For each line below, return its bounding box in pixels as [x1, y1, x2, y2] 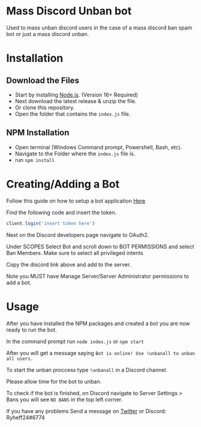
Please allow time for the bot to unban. [6, 378, 102, 385]
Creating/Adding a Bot [6, 177, 120, 191]
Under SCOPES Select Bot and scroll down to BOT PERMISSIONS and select [6, 243, 194, 250]
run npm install [14, 156, 55, 163]
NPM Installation [6, 128, 70, 138]
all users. [6, 356, 34, 362]
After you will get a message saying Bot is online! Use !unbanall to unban [6, 349, 195, 356]
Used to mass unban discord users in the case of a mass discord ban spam [6, 24, 193, 31]
